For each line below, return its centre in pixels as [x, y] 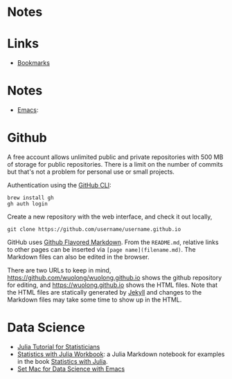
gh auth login [28, 204]
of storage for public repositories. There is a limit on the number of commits [115, 164]
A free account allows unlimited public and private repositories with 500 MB [115, 157]
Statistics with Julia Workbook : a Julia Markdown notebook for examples [121, 354]
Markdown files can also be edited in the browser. [79, 257]
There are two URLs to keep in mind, [59, 270]
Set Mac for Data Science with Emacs [71, 369]
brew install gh [30, 198]
